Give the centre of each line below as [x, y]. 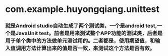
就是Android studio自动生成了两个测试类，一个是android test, [81, 26]
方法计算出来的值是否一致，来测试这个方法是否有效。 [91, 48]
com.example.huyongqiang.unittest [82, 9]
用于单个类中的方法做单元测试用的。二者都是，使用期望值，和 [80, 41]
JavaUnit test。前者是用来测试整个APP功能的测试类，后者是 [89, 33]
